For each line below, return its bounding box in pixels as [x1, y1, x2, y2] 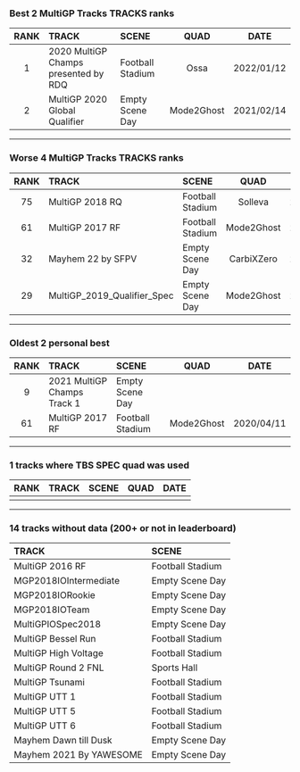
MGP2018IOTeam [13, 603, 90, 616]
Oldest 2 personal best [9, 336, 110, 349]
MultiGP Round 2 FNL [13, 661, 104, 674]
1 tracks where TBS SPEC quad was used [9, 459, 190, 471]
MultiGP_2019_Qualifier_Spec [48, 289, 174, 302]
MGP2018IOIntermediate [13, 575, 121, 587]
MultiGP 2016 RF [13, 560, 87, 573]
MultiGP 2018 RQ [48, 195, 123, 208]
